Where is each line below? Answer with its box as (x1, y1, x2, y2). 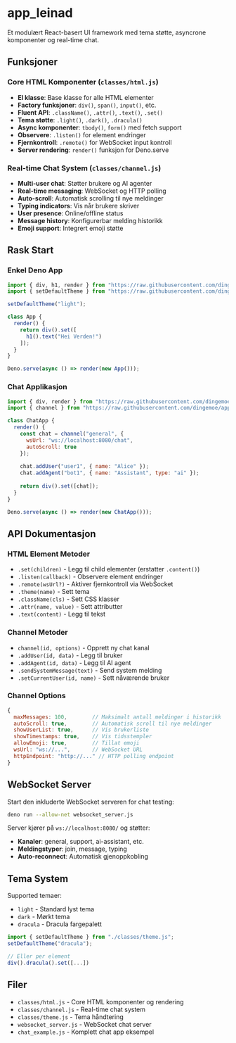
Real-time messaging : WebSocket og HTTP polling (17, 187, 166, 195)
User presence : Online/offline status (17, 209, 124, 217)
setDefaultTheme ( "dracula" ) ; (7, 940, 93, 947)
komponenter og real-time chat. (7, 35, 100, 44)
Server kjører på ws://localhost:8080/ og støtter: (7, 823, 150, 832)
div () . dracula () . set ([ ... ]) (7, 959, 90, 966)
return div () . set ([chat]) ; (20, 483, 99, 490)
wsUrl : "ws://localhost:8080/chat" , (25, 436, 133, 444)
